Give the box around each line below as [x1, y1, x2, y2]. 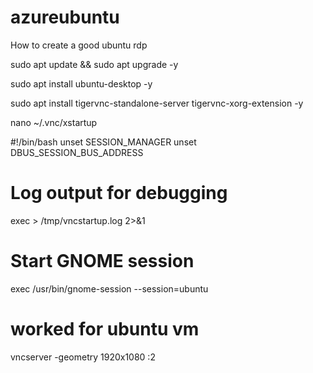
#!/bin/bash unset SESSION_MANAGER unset [10, 136, 197, 148]
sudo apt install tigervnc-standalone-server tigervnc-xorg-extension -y [10, 97, 304, 109]
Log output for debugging [10, 182, 228, 205]
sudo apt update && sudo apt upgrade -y [10, 58, 179, 70]
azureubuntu [10, 6, 120, 29]
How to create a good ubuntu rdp [10, 39, 148, 51]
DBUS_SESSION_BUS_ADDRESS [10, 146, 144, 158]
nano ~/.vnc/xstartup [10, 116, 98, 128]
